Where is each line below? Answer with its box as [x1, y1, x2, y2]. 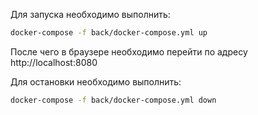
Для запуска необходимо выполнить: [10, 9, 171, 20]
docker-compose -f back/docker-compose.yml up [10, 28, 208, 38]
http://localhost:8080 [10, 56, 98, 68]
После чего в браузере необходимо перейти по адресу [10, 45, 248, 58]
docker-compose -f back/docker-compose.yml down [10, 95, 217, 105]
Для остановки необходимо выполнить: [10, 75, 182, 88]
